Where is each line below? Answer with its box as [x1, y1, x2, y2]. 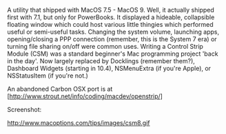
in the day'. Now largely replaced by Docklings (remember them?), [7, 57, 195, 65]
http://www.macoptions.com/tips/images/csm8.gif [7, 119, 150, 126]
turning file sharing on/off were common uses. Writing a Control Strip [7, 43, 203, 50]
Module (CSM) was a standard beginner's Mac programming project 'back [7, 49, 218, 58]
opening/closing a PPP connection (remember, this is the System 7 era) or [7, 35, 217, 43]
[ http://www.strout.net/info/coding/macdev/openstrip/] [7, 92, 163, 100]
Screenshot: [7, 106, 42, 113]
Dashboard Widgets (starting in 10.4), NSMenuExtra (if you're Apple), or [7, 65, 212, 72]
